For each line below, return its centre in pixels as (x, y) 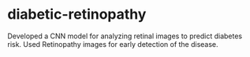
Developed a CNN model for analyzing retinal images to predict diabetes (125, 36)
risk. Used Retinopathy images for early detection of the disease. (113, 44)
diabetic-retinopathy (77, 14)
